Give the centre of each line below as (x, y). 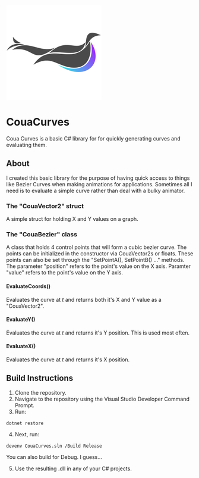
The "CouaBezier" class (42, 234)
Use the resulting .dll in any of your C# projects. (73, 468)
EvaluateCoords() (28, 286)
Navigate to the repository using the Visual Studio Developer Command (102, 399)
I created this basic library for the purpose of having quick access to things (98, 178)
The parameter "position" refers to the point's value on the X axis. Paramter (99, 266)
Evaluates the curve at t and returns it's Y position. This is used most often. (98, 333)
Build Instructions (40, 378)
